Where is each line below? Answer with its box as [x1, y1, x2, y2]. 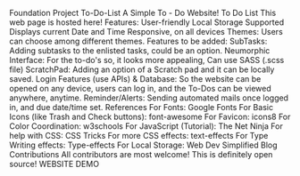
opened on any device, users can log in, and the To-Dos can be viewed [9, 84, 272, 93]
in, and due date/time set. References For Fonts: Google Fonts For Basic [9, 102, 274, 112]
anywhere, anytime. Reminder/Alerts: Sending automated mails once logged [9, 92, 288, 103]
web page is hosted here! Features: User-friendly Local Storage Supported [9, 17, 285, 28]
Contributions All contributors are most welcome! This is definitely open [9, 149, 273, 159]
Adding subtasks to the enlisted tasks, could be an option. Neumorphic [9, 45, 271, 56]
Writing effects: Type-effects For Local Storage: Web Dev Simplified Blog [9, 140, 279, 150]
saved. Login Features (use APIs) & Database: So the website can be [9, 74, 262, 84]
